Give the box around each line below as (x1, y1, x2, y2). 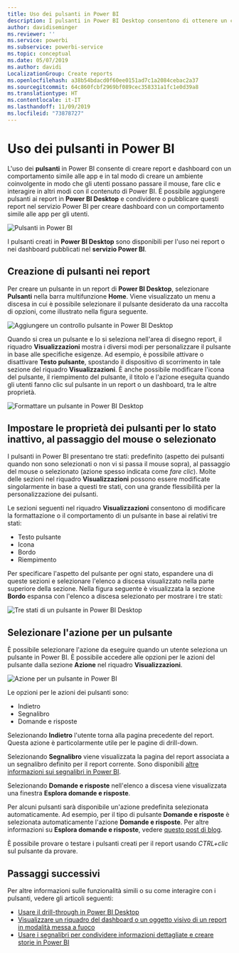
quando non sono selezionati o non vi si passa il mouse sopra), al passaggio (7, 460, 230, 468)
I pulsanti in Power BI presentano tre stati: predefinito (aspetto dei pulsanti (7, 452, 225, 460)
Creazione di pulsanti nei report (7, 265, 151, 278)
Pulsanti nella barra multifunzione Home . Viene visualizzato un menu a (7, 292, 216, 300)
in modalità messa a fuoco (17, 922, 95, 931)
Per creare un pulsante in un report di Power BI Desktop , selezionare (7, 284, 210, 293)
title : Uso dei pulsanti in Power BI (7, 10, 119, 18)
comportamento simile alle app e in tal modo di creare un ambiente (7, 172, 203, 180)
